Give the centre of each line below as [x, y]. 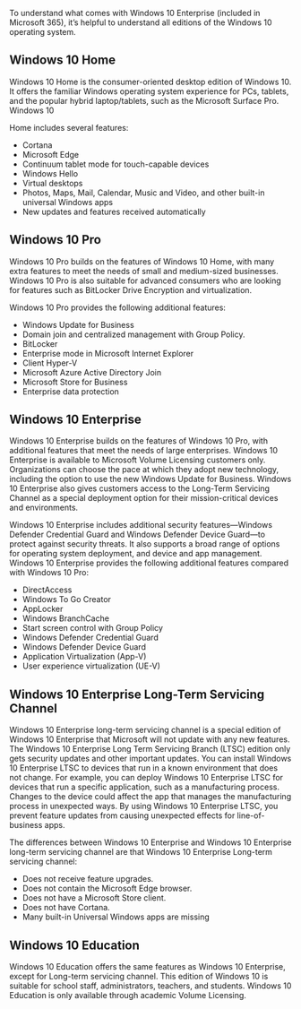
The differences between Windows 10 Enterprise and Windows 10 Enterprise [150, 842]
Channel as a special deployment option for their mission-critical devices [144, 498]
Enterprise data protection [70, 391]
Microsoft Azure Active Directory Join [92, 372]
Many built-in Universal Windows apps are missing [116, 917]
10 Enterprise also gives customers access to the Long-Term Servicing [140, 488]
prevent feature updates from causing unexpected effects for [122, 815]
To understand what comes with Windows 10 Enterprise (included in [135, 13]
